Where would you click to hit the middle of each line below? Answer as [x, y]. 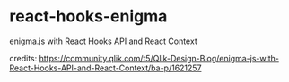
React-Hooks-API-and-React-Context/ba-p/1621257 [105, 68]
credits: [23, 58]
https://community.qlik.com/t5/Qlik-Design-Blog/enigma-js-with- [159, 58]
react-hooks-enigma [88, 16]
